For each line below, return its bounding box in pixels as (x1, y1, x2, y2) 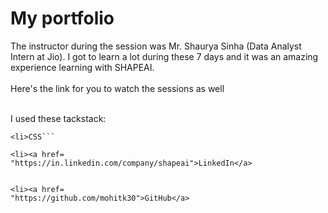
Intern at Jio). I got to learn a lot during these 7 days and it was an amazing (10, 50, 319, 62)
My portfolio (10, 7, 115, 30)
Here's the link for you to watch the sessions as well (10, 82, 225, 94)
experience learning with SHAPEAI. (10, 61, 155, 73)
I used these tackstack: (10, 112, 107, 124)
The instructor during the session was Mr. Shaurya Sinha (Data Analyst (10, 40, 302, 52)
